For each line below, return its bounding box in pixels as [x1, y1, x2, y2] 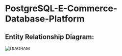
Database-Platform [5, 13, 85, 24]
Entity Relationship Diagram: [5, 33, 94, 41]
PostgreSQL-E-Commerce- [5, 3, 118, 14]
